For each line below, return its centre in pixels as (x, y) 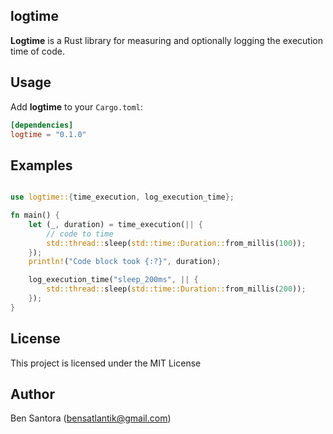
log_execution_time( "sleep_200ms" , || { (113, 280)
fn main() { (35, 215)
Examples (41, 165)
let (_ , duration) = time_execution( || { (115, 224)
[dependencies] (42, 125)
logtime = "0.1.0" (48, 134)
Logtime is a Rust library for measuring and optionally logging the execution (166, 40)
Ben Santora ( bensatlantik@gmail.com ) (91, 418)
